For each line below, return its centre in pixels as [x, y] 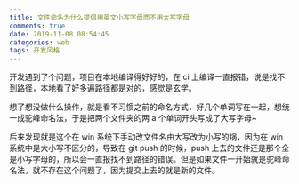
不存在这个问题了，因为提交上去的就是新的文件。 [129, 171]
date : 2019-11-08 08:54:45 [59, 34]
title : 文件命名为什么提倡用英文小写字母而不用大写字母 [99, 17]
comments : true [37, 26]
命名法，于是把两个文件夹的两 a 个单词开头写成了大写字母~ [148, 118]
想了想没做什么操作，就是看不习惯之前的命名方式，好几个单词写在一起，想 [145, 107]
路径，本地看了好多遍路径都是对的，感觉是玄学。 [106, 88]
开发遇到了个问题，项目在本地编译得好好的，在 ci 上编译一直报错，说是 [139, 77]
